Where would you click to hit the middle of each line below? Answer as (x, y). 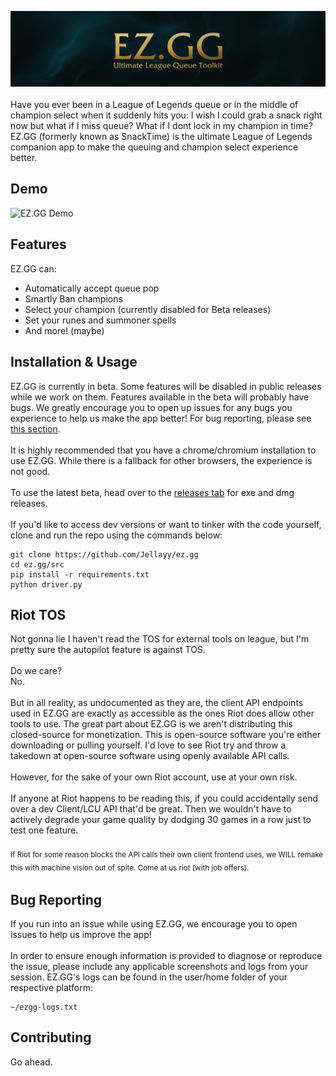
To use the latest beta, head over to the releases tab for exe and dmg (152, 492)
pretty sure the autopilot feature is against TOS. (108, 650)
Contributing (51, 1037)
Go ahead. (31, 1062)
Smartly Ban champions (73, 298)
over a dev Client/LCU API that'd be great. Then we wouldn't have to (151, 809)
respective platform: (52, 988)
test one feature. (44, 830)
